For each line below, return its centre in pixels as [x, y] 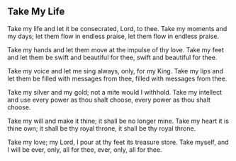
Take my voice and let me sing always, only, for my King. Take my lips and [115, 71]
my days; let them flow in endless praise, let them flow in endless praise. [113, 36]
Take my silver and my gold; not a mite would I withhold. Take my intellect [114, 92]
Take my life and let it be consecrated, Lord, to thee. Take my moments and [117, 28]
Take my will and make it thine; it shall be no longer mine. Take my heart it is [118, 121]
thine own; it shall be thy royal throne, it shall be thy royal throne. [102, 128]
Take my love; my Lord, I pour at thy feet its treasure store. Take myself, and [118, 142]
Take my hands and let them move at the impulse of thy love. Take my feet [116, 49]
